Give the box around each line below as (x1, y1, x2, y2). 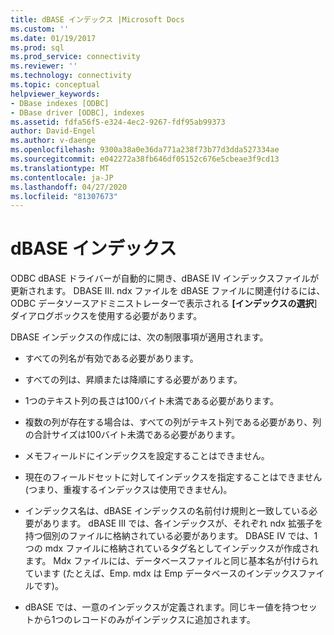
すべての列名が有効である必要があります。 (24, 352, 199, 365)
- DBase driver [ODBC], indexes (10, 107, 145, 118)
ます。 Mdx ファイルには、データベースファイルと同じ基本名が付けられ (24, 555, 319, 567)
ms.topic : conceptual (10, 80, 101, 90)
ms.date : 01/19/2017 (10, 33, 97, 43)
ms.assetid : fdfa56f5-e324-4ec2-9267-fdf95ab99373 (10, 117, 226, 127)
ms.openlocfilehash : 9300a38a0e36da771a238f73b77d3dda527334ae (10, 145, 280, 155)
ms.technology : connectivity (10, 71, 132, 81)
